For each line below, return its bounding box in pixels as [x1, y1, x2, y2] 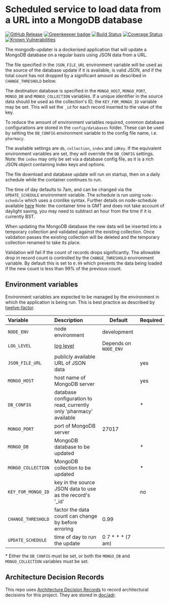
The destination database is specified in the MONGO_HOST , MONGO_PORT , [5, 87, 147, 93]
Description [54, 316, 83, 324]
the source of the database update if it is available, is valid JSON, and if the [5, 67, 162, 73]
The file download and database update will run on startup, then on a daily [5, 171, 160, 177]
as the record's [54, 491, 90, 498]
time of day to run [54, 533, 97, 541]
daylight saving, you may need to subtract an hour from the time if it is [5, 208, 152, 214]
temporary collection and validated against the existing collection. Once [5, 229, 155, 235]
